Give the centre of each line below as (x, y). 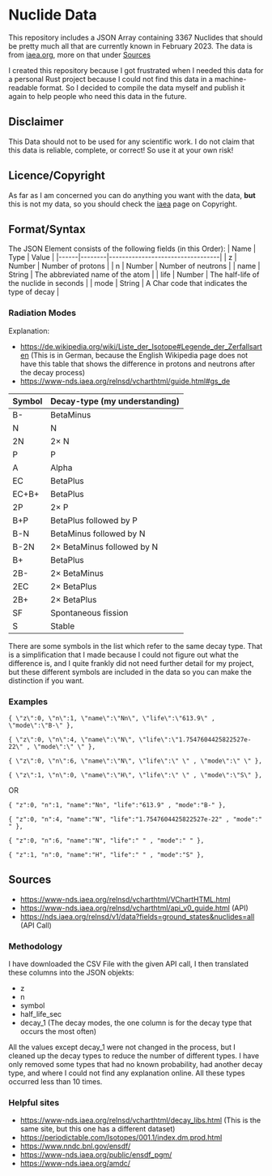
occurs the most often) (58, 1031)
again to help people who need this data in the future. (98, 96)
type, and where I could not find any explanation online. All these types (127, 1073)
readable (23, 88)
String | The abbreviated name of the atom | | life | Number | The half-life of (134, 275)
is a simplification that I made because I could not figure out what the (123, 655)
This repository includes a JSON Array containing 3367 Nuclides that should (136, 37)
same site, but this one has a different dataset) (98, 1129)
